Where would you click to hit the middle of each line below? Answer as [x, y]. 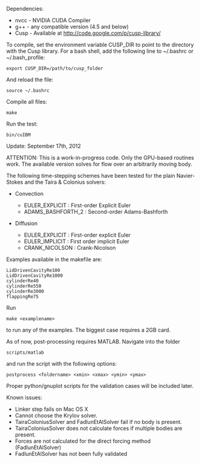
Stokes [15, 182]
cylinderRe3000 [25, 291]
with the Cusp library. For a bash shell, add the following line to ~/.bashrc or [100, 51]
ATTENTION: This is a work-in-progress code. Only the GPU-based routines [100, 158]
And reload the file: [30, 80]
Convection [29, 194]
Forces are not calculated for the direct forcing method [83, 441]
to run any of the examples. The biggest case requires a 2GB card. [89, 330]
